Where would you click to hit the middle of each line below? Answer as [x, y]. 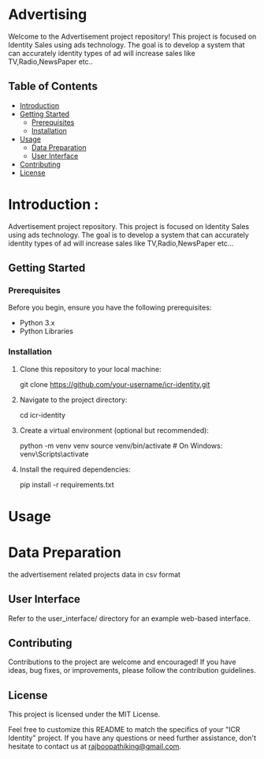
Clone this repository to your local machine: [90, 369]
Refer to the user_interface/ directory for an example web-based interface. [129, 618]
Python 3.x [37, 323]
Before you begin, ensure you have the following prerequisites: [110, 308]
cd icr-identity [42, 415]
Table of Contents [53, 86]
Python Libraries [46, 331]
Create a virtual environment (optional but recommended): [114, 430]
